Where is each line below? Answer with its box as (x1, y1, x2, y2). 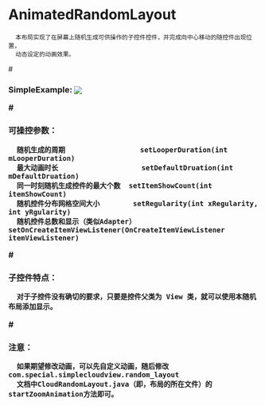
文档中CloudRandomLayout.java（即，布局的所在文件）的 (16, 380, 212, 388)
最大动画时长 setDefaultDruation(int (16, 163, 233, 172)
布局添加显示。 (8, 303, 57, 311)
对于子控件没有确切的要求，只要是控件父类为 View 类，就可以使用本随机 (16, 292, 257, 302)
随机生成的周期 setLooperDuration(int (16, 145, 228, 154)
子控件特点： (8, 272, 58, 283)
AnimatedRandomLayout (8, 6, 177, 24)
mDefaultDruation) (8, 171, 80, 181)
